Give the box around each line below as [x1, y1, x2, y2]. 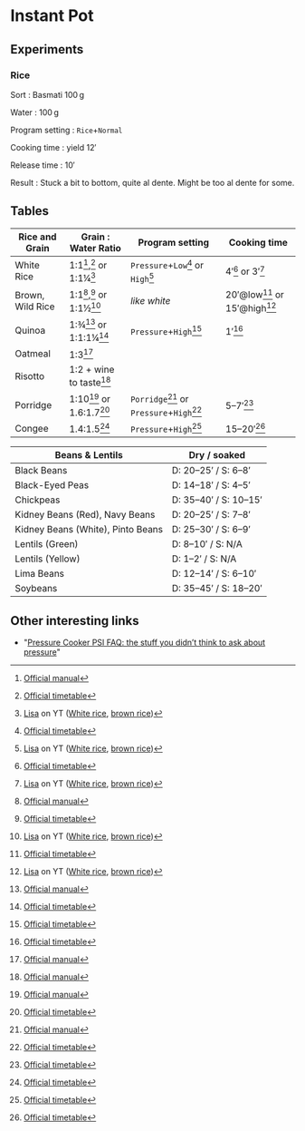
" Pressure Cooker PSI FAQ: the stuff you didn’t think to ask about [23, 637, 266, 648]
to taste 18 [68, 374, 111, 389]
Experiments [10, 42, 84, 57]
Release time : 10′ [10, 160, 75, 171]
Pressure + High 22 [130, 405, 203, 418]
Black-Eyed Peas [14, 479, 90, 492]
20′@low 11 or [225, 287, 284, 301]
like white [130, 294, 171, 307]
